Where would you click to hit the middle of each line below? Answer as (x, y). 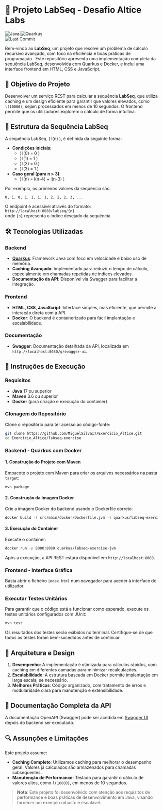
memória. (22, 264)
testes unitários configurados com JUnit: (46, 614)
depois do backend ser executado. (40, 722)
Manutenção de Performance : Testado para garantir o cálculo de (78, 777)
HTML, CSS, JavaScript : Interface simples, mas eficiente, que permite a (84, 307)
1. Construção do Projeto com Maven (43, 462)
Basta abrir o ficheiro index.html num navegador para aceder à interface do (81, 581)
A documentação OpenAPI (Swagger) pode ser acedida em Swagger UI (77, 717)
